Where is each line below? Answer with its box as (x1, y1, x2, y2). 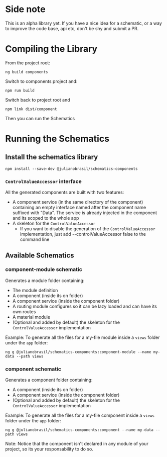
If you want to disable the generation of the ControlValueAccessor (20, 226, 155, 232)
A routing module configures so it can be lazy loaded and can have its (12, 303, 157, 309)
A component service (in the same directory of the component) (12, 199, 143, 205)
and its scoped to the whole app (12, 215, 79, 221)
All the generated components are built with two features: (5, 190, 124, 196)
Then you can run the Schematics (5, 115, 75, 121)
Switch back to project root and (5, 97, 70, 103)
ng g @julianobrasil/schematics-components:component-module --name (5, 349, 151, 354)
